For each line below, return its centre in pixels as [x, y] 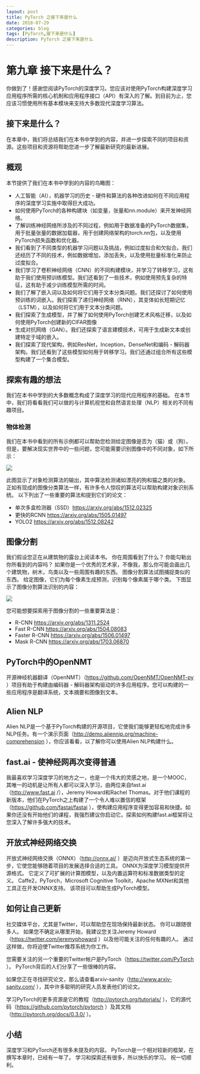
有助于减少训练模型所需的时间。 [70, 285]
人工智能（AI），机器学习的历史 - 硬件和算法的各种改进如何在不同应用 [99, 195]
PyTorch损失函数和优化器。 [48, 240]
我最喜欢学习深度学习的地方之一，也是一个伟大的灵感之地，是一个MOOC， [98, 777]
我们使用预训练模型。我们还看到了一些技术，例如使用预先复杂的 [104, 277]
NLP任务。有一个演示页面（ [40, 734]
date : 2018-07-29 [28, 23]
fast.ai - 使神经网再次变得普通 [61, 762]
